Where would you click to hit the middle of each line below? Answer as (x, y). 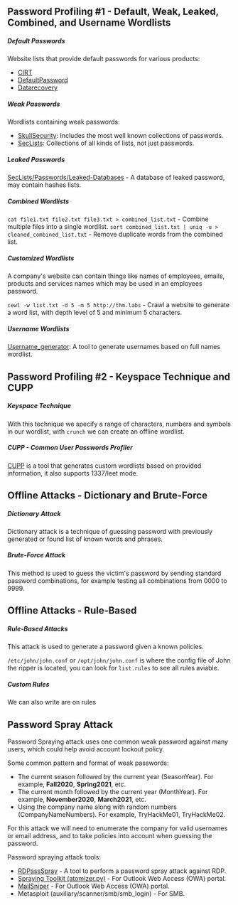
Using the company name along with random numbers (97, 807)
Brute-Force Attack (37, 555)
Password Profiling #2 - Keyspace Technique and (119, 376)
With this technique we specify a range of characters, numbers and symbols (119, 424)
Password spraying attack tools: (54, 857)
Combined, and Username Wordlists (89, 23)
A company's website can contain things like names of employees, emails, (116, 276)
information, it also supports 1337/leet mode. (73, 473)
